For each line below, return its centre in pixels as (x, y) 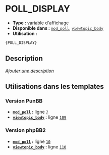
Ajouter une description (30, 71)
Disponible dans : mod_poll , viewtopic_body (58, 28)
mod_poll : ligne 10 (32, 141)
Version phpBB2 (26, 130)
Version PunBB (24, 100)
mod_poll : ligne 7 (30, 112)
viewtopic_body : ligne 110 (39, 146)
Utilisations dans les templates (55, 87)
